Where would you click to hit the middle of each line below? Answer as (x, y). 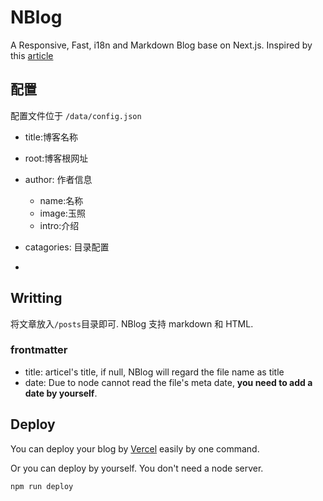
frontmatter (39, 350)
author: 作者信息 (58, 179)
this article (32, 55)
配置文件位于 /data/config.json (76, 115)
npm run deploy (42, 486)
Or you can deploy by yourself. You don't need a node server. (137, 468)
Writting (36, 298)
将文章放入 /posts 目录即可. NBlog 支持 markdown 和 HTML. (132, 323)
